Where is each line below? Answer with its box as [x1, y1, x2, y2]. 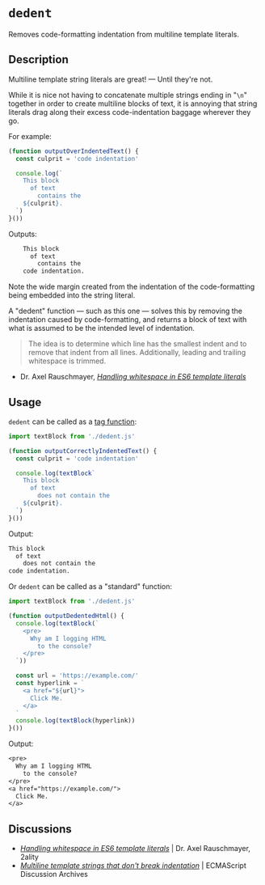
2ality [19, 852, 39, 862]
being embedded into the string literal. [8, 290, 136, 300]
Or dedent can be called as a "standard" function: [8, 582, 172, 591]
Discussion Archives [19, 870, 89, 879]
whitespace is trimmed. [27, 356, 107, 366]
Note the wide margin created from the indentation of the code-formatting [8, 282, 255, 292]
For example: [8, 131, 53, 141]
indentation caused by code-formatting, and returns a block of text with [8, 315, 247, 324]
